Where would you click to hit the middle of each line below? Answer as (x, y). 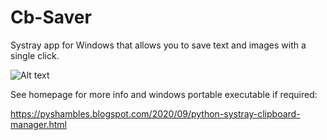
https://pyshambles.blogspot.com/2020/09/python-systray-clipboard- (155, 113)
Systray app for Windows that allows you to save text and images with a (158, 45)
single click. (35, 55)
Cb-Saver (51, 17)
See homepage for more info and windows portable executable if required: (164, 94)
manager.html (38, 124)
